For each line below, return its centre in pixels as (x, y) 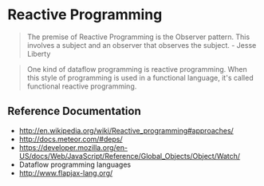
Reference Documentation (74, 111)
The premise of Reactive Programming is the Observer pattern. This (138, 37)
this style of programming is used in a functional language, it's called (140, 77)
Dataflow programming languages (75, 164)
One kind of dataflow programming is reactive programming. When (137, 69)
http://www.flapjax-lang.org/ (66, 172)
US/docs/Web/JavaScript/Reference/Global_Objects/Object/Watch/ (130, 156)
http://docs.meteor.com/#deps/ (71, 139)
